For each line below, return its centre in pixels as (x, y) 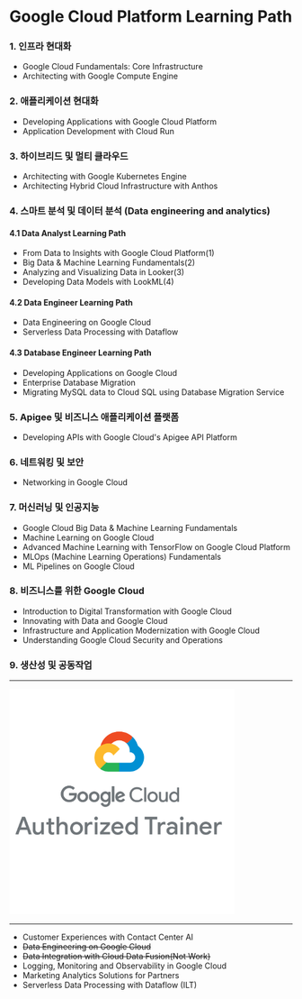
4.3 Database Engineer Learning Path (80, 353)
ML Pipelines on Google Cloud (78, 566)
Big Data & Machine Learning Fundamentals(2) (109, 262)
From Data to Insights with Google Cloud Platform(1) (118, 253)
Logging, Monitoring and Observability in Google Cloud (124, 966)
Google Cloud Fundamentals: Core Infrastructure (113, 67)
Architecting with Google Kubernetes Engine (104, 177)
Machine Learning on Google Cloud (88, 537)
